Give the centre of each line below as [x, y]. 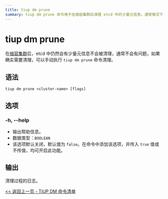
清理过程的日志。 [23, 180]
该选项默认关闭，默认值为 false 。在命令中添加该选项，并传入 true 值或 [86, 144]
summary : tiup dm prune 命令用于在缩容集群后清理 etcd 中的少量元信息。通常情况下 [84, 14]
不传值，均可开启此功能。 [39, 150]
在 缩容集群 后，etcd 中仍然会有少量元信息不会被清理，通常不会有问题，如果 [83, 53]
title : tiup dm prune [28, 10]
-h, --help [17, 120]
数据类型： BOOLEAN [31, 137]
